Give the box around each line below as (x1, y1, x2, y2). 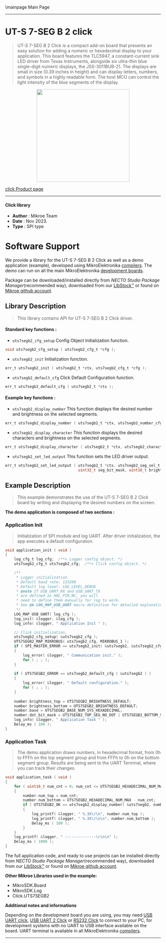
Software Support (5, 241, 80, 252)
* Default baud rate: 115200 (16, 579, 77, 584)
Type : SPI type (12, 224, 44, 230)
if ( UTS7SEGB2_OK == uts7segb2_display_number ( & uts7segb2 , (23, 802, 152, 807)
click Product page (5, 186, 43, 192)
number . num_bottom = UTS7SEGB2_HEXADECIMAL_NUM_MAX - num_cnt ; (23, 798, 156, 803)
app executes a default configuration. (17, 538, 94, 544)
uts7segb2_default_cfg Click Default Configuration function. (12, 375, 135, 380)
